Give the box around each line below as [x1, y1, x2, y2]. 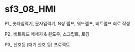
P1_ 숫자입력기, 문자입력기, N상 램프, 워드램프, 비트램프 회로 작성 [4, 20, 130, 26]
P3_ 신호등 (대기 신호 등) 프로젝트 [4, 41, 70, 48]
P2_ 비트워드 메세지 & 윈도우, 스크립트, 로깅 [4, 31, 89, 37]
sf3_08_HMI [4, 3, 56, 15]
